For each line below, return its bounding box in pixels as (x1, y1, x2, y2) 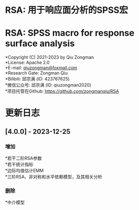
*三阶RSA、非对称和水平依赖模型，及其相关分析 (5, 174, 103, 179)
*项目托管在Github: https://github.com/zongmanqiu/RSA (5, 88, 119, 94)
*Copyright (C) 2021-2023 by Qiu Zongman (5, 54, 94, 60)
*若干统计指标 (5, 162, 34, 167)
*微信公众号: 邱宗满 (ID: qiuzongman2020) (5, 82, 92, 88)
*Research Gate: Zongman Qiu (5, 70, 68, 76)
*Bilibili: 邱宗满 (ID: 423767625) (5, 76, 70, 82)
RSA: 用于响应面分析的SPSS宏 (5, 4, 128, 16)
